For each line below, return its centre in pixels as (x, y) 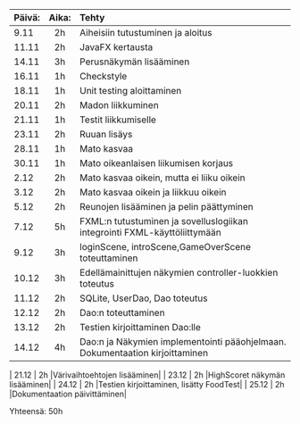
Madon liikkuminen (119, 105)
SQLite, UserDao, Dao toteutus (144, 298)
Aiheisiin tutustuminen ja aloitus (146, 33)
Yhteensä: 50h (36, 411)
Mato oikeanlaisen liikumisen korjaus (157, 163)
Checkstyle (104, 76)
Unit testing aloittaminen (131, 91)
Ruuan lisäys (106, 134)
